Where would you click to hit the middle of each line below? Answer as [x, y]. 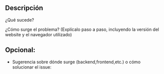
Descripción [24, 8]
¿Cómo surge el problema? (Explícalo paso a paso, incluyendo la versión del [82, 29]
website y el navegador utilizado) [39, 34]
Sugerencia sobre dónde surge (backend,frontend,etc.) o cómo [76, 62]
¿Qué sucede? [20, 20]
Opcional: [20, 50]
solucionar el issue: [32, 67]
